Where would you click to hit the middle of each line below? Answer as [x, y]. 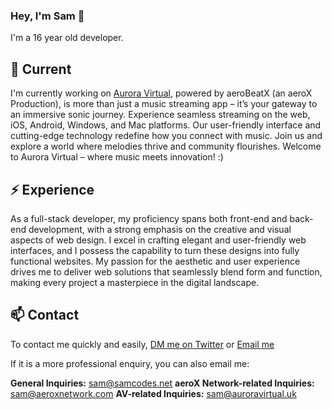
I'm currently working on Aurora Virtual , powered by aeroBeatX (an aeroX [161, 93]
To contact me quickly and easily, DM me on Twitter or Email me [142, 344]
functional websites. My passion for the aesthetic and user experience [155, 261]
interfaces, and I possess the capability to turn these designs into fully [155, 250]
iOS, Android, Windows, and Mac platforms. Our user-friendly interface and [166, 125]
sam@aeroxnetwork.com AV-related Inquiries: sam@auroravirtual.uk [153, 393]
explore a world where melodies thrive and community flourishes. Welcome [166, 146]
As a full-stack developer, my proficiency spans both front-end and [149, 218]
